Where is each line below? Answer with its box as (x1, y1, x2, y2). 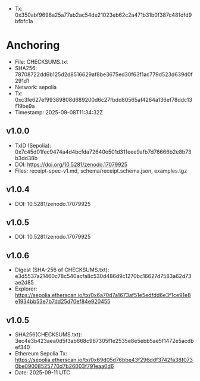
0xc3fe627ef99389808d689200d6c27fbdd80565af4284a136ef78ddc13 (14, 96, 192, 103)
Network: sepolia (14, 83, 57, 90)
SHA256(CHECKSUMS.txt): (14, 331, 82, 338)
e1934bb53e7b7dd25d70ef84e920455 (14, 298, 111, 305)
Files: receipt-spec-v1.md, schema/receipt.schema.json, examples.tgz (14, 167, 187, 174)
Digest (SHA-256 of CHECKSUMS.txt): (14, 266, 110, 273)
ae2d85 (14, 279, 34, 286)
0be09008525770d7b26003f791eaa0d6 (14, 363, 114, 370)
